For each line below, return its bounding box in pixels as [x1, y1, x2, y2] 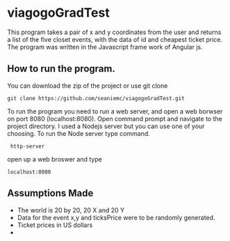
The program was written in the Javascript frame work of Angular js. [7, 42, 203, 51]
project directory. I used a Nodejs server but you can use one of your [7, 122, 205, 130]
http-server [10, 143, 45, 150]
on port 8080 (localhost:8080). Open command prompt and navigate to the [7, 114, 222, 123]
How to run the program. [7, 63, 116, 75]
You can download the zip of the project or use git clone [7, 81, 168, 90]
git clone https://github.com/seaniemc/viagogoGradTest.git [7, 95, 186, 102]
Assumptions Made [7, 187, 94, 199]
